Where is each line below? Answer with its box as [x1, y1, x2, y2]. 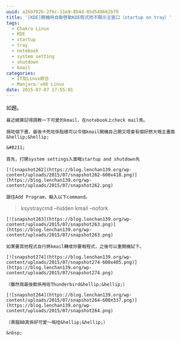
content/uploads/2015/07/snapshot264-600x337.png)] [6, 297, 137, 303]
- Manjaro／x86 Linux [11, 82, 65, 88]
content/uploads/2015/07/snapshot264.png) [6, 307, 113, 314]
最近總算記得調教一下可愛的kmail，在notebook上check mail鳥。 [6, 117, 148, 123]
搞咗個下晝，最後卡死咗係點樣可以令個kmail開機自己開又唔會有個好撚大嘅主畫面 [6, 128, 175, 135]
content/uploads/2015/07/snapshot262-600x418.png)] [6, 172, 137, 178]
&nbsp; [6, 329, 23, 336]
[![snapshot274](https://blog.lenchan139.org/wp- [6, 254, 133, 260]
